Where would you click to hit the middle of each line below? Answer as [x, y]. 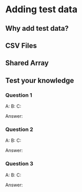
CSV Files [21, 45]
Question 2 [19, 129]
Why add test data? [37, 28]
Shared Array [27, 63]
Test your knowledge [40, 80]
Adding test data [42, 9]
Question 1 [19, 95]
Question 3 [19, 164]
